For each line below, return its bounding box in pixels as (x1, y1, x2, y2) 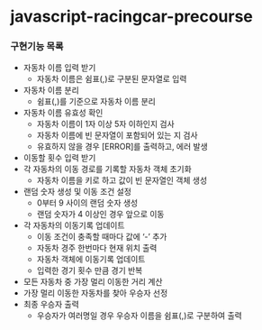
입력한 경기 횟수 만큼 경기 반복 (36, 265, 143, 276)
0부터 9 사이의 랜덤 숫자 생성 (36, 197, 139, 208)
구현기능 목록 (10, 41, 64, 53)
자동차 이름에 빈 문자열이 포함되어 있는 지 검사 (36, 130, 198, 141)
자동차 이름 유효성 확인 (23, 107, 104, 118)
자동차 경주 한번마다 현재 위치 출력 (36, 243, 158, 253)
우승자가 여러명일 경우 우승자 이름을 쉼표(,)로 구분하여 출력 (36, 310, 242, 321)
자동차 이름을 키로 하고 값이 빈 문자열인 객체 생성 (36, 175, 208, 186)
